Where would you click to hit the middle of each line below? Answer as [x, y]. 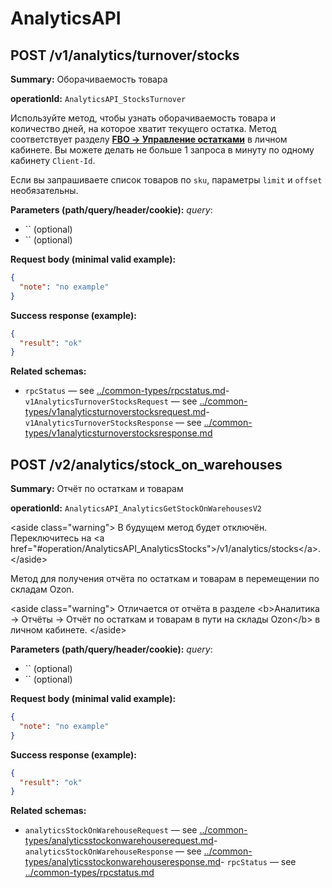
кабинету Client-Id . [53, 160]
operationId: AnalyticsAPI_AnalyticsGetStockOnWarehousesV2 [136, 508]
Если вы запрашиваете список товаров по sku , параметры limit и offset [166, 180]
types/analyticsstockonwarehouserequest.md [119, 841]
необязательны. [44, 190]
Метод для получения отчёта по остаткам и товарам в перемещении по [165, 579]
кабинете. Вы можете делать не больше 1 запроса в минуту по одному [162, 150]
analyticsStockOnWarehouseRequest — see [111, 830]
